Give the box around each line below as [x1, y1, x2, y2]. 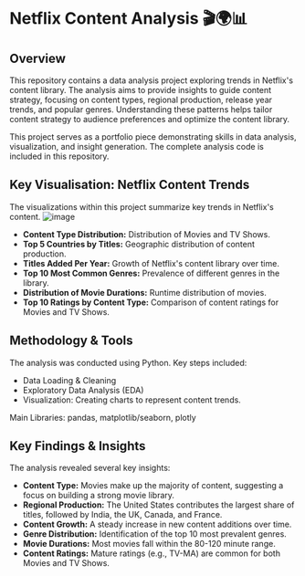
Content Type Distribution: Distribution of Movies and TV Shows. [22, 228, 271, 239]
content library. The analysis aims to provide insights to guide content [9, 85, 272, 95]
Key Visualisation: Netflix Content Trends [9, 177, 250, 193]
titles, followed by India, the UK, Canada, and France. [22, 509, 223, 520]
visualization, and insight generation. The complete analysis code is [9, 141, 265, 152]
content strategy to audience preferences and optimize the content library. [9, 114, 290, 124]
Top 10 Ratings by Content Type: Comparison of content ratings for [22, 297, 279, 308]
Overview [9, 50, 67, 66]
